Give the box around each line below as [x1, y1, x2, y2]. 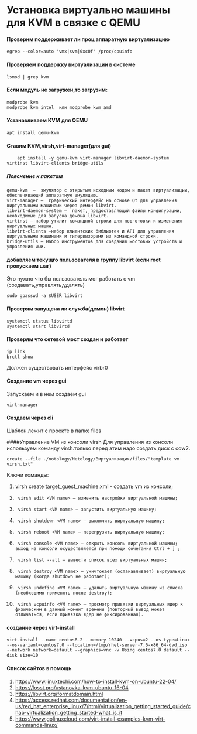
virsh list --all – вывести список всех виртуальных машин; [18, 557, 168, 563]
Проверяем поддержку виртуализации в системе [6, 61, 136, 68]
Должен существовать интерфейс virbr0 [6, 364, 108, 371]
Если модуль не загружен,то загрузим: [6, 86, 108, 94]
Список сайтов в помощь [6, 664, 72, 671]
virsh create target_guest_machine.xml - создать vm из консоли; [15, 483, 173, 490]
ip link [6, 349, 26, 354]
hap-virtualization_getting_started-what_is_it [15, 709, 122, 716]
